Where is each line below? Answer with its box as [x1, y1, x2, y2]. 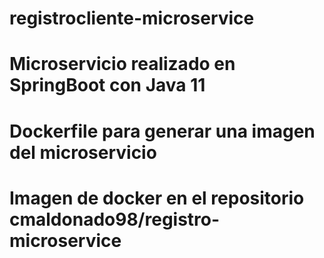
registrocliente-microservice [9, 7, 255, 30]
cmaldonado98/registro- [9, 208, 221, 231]
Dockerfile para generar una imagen [9, 120, 316, 142]
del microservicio [9, 141, 157, 164]
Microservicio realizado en [9, 53, 236, 76]
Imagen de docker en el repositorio [9, 187, 305, 209]
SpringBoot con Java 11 [9, 74, 206, 97]
